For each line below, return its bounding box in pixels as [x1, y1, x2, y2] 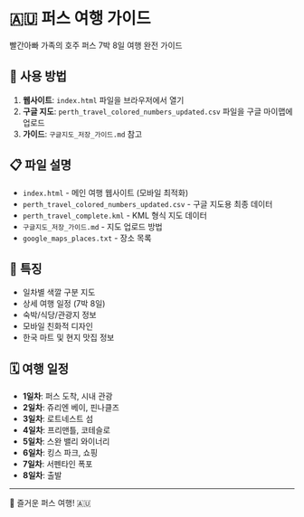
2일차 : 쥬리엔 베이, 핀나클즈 [22, 402, 120, 413]
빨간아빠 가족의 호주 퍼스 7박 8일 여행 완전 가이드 [9, 40, 183, 51]
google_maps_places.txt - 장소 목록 [22, 232, 152, 243]
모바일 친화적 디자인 [22, 321, 93, 332]
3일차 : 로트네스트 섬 [22, 413, 93, 425]
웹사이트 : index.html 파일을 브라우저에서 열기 [22, 94, 185, 105]
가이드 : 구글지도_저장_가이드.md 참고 [22, 128, 143, 139]
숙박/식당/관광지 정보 [22, 309, 97, 321]
